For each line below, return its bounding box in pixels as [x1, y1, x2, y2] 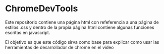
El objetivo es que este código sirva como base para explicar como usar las [5, 39, 160, 45]
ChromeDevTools [5, 3, 78, 14]
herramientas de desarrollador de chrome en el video [5, 44, 114, 50]
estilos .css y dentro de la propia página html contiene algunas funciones [5, 24, 155, 30]
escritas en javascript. [5, 29, 51, 35]
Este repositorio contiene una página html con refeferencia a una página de [5, 19, 159, 25]
